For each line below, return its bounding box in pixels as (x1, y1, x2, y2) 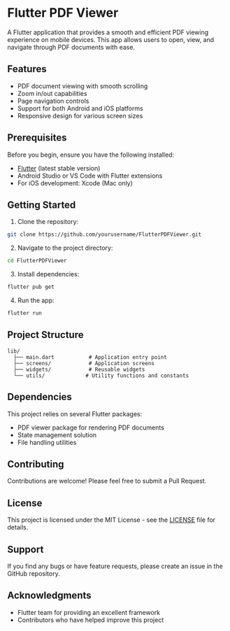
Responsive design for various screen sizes (17, 111, 143, 120)
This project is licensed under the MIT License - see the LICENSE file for (7, 516, 215, 524)
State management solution (17, 430, 97, 439)
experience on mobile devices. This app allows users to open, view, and (7, 35, 215, 43)
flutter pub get (7, 283, 55, 291)
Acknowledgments (7, 590, 92, 602)
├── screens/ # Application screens (13, 360, 155, 367)
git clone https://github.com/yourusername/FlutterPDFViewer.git (7, 231, 201, 239)
